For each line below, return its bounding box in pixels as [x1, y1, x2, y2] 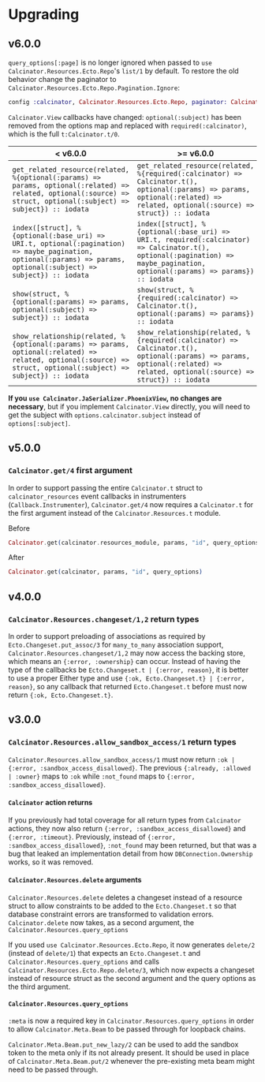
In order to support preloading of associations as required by [8, 632, 206, 640]
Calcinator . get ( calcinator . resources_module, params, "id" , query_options [8, 539, 259, 547]
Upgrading [8, 6, 80, 24]
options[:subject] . [8, 418, 71, 427]
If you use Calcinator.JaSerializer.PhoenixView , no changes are [8, 393, 222, 403]
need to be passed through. [8, 1065, 99, 1074]
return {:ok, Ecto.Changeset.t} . [8, 690, 114, 700]
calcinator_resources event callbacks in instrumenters [8, 491, 187, 501]
